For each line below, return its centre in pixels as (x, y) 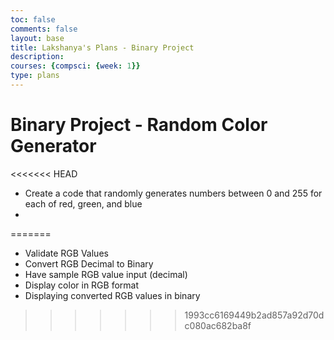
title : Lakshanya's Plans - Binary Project (102, 47)
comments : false (44, 29)
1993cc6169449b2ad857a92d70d (254, 315)
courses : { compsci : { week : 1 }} (75, 66)
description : (37, 57)
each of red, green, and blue (83, 203)
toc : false (33, 19)
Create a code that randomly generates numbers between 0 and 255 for (173, 193)
